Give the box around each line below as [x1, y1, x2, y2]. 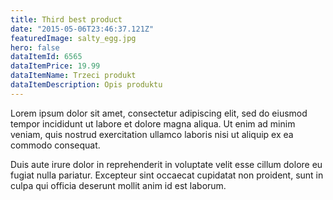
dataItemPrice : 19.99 [10, 61, 101, 71]
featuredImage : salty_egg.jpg [10, 33, 137, 43]
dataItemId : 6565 [10, 52, 83, 62]
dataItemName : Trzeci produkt [10, 71, 137, 81]
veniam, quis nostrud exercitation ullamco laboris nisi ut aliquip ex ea [10, 128, 294, 140]
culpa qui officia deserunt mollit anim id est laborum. [10, 179, 227, 191]
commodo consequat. [10, 139, 101, 151]
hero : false [10, 42, 60, 53]
